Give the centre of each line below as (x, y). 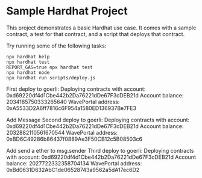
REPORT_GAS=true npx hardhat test (50, 67)
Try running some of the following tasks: (56, 46)
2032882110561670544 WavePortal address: (62, 132)
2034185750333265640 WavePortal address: (63, 102)
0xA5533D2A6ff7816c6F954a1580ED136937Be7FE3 (71, 108)
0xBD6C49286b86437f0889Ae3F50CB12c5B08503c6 (74, 139)
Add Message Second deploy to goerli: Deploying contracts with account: (98, 120)
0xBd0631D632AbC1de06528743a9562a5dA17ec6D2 (73, 170)
